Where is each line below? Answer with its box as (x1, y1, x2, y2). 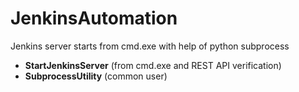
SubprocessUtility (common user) (24, 70, 168, 82)
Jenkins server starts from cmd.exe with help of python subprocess (10, 40, 290, 52)
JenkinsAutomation (10, 7, 178, 30)
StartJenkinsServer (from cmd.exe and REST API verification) (24, 59, 282, 71)
